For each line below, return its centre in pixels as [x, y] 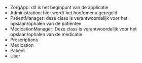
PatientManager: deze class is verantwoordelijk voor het [69, 18]
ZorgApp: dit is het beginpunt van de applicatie [59, 7]
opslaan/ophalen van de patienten [46, 23]
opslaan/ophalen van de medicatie [46, 34]
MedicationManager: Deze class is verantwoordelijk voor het [73, 29]
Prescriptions [24, 40]
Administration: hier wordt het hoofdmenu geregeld [64, 13]
